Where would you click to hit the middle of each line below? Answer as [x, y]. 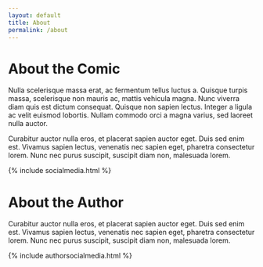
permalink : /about [38, 30]
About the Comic [64, 69]
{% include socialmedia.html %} [60, 171]
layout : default [34, 15]
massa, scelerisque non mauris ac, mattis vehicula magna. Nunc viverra [124, 99]
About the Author [66, 202]
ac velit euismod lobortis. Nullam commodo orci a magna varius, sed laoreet [130, 115]
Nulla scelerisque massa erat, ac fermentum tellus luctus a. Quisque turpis [128, 90]
